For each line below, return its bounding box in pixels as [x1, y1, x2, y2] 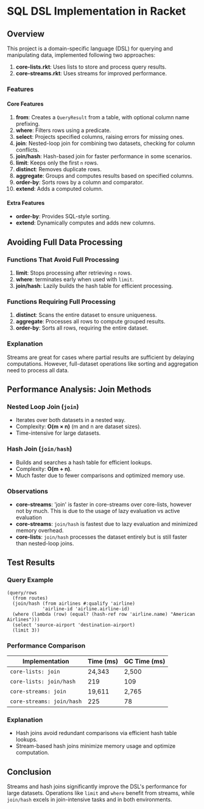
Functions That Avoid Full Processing [7, 255, 119, 264]
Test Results [7, 558, 55, 568]
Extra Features [7, 199, 45, 206]
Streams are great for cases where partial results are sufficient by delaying [7, 353, 194, 361]
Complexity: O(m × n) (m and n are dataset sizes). [15, 423, 142, 430]
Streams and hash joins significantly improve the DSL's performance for [7, 783, 188, 790]
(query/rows [7, 589, 37, 596]
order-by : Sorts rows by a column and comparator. [15, 179, 144, 186]
